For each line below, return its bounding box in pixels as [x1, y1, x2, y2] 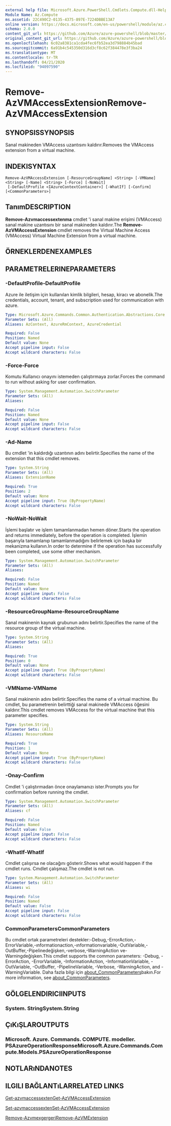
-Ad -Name [5, 439, 32, 446]
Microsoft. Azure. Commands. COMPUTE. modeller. [5, 1036, 136, 1043]
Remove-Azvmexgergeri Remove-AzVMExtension [5, 1115, 108, 1121]
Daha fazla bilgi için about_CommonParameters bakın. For [42, 969, 161, 976]
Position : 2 [5, 489, 31, 494]
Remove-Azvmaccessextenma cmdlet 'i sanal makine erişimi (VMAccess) [5, 216, 162, 222]
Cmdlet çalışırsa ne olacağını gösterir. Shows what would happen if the [5, 860, 153, 866]
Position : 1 [5, 746, 31, 751]
